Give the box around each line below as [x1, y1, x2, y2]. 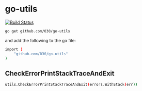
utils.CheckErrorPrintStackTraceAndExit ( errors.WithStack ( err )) [5, 82, 138, 87]
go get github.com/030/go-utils [5, 29, 70, 33]
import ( [5, 47, 23, 52]
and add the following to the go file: [5, 37, 76, 43]
